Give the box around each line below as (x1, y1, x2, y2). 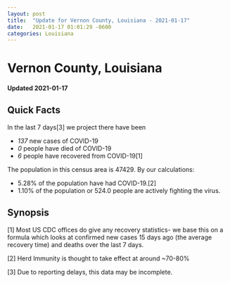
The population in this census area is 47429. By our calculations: (7, 165, 195, 173)
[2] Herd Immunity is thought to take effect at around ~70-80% (7, 254, 190, 263)
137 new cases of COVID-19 (17, 137, 98, 145)
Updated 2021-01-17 (7, 84, 68, 92)
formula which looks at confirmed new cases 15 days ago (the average (7, 233, 212, 241)
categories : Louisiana (7, 30, 74, 37)
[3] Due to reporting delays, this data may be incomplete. (7, 268, 173, 276)
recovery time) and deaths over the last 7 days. (7, 240, 144, 249)
